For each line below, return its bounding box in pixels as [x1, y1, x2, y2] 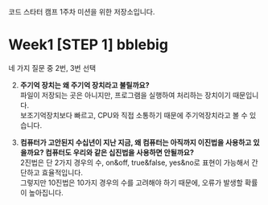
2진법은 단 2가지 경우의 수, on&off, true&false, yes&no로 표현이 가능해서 [19, 158, 250, 167]
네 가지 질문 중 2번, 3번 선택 [8, 63, 97, 72]
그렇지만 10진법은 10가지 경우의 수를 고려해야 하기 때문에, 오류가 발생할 [19, 178, 243, 187]
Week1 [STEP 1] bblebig [8, 35, 169, 54]
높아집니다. [28, 187, 64, 197]
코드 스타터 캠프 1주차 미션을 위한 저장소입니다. [8, 7, 155, 16]
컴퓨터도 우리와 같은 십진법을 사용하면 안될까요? [45, 147, 195, 157]
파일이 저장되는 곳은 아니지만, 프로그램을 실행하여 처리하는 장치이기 [19, 90, 231, 100]
